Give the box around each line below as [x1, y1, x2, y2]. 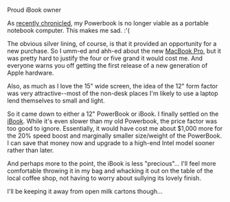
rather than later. [7, 147, 54, 154]
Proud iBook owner [7, 6, 62, 14]
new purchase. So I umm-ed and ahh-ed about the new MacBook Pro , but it [7, 47, 222, 55]
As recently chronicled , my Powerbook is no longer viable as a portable [7, 19, 209, 27]
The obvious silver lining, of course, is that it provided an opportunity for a [7, 40, 217, 47]
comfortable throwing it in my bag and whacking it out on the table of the [7, 167, 214, 175]
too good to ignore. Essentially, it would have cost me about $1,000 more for [7, 125, 223, 132]
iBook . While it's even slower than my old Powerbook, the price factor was [7, 117, 218, 125]
